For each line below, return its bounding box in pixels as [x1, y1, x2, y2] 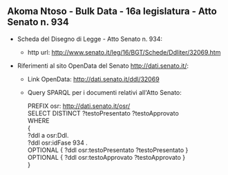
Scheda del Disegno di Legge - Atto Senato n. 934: [17, 35, 162, 43]
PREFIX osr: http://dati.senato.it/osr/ [27, 102, 131, 110]
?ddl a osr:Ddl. [27, 131, 69, 139]
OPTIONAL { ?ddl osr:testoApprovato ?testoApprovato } [27, 153, 186, 161]
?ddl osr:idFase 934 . [27, 138, 88, 147]
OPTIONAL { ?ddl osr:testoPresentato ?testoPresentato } [27, 145, 189, 154]
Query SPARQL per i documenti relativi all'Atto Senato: [27, 88, 182, 96]
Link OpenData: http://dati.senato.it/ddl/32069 [27, 75, 160, 83]
